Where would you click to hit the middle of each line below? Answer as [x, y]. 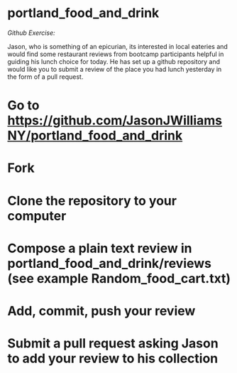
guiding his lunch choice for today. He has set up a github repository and [114, 61]
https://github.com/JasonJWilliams [115, 120]
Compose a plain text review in [100, 248]
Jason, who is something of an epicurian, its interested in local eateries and [118, 46]
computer [37, 216]
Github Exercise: [31, 33]
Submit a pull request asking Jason [113, 344]
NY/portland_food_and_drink [95, 136]
